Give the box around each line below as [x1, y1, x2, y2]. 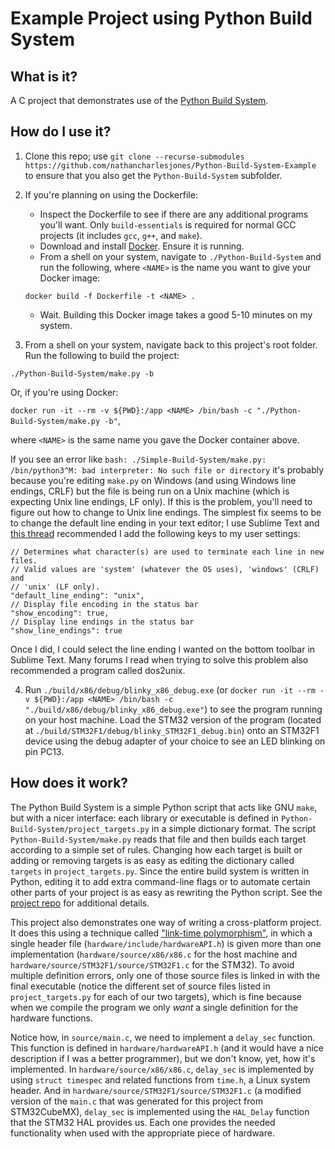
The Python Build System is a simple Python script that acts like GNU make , [10, 801, 318, 813]
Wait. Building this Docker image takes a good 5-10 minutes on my [39, 308, 313, 321]
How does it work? [10, 775, 129, 792]
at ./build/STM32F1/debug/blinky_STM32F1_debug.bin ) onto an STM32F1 [24, 724, 320, 736]
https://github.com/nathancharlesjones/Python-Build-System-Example [24, 160, 317, 171]
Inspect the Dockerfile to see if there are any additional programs [39, 208, 309, 220]
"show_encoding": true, [10, 608, 110, 618]
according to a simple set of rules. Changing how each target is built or [10, 843, 303, 856]
